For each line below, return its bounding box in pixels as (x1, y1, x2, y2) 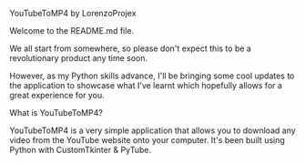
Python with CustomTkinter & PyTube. (9, 145, 152, 155)
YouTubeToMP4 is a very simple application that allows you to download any (9, 125, 296, 136)
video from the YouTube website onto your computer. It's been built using (9, 135, 285, 145)
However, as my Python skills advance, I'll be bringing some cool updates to (9, 70, 295, 81)
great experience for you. (9, 90, 105, 100)
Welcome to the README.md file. (9, 26, 135, 36)
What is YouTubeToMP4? (9, 108, 103, 118)
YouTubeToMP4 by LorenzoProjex (9, 8, 137, 18)
